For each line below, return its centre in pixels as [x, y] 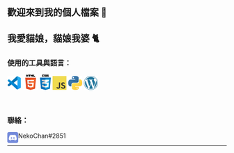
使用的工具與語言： [39, 63]
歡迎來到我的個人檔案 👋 [57, 13]
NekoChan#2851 [42, 136]
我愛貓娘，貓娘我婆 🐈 [53, 38]
